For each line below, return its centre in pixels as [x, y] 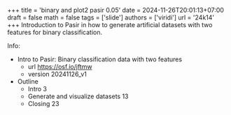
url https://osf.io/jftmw [60, 67]
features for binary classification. [55, 32]
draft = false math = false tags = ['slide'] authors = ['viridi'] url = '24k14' [111, 17]
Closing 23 [43, 103]
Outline [28, 82]
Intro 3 [37, 89]
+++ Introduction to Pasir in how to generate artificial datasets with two [110, 25]
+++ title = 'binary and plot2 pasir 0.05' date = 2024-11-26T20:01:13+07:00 [115, 10]
